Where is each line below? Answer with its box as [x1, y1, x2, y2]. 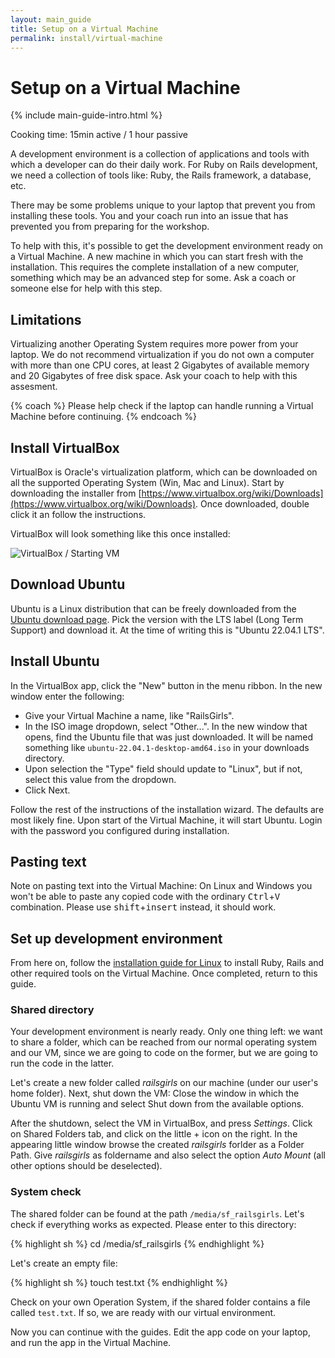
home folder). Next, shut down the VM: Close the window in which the [10, 1087, 300, 1100]
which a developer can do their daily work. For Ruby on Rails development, [10, 159, 318, 171]
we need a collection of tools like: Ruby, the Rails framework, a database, [10, 169, 312, 181]
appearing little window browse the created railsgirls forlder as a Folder [10, 1139, 305, 1151]
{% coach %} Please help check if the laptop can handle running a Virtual [10, 400, 314, 412]
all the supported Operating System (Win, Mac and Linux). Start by [10, 476, 285, 488]
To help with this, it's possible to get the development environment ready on [10, 240, 324, 252]
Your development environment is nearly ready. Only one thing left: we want [10, 1026, 323, 1038]
